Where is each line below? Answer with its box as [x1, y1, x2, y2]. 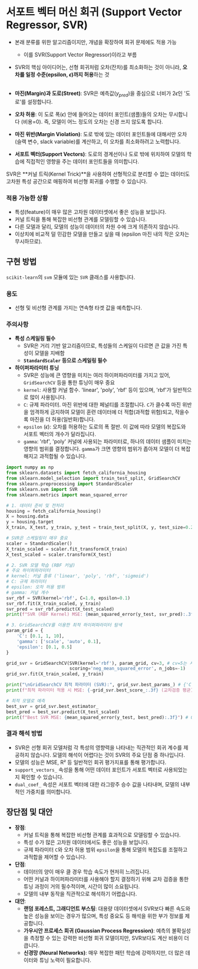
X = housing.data [6, 513, 49, 519]
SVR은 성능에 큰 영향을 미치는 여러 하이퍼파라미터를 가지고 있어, [23, 372, 171, 379]
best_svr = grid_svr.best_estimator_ [6, 703, 99, 709]
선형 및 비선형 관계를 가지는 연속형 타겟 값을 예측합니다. [14, 304, 143, 311]
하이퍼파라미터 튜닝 [14, 364, 60, 371]
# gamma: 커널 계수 [6, 589, 49, 595]
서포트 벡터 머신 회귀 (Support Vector [6, 5, 182, 19]
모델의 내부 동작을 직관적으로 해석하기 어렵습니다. [23, 890, 137, 897]
